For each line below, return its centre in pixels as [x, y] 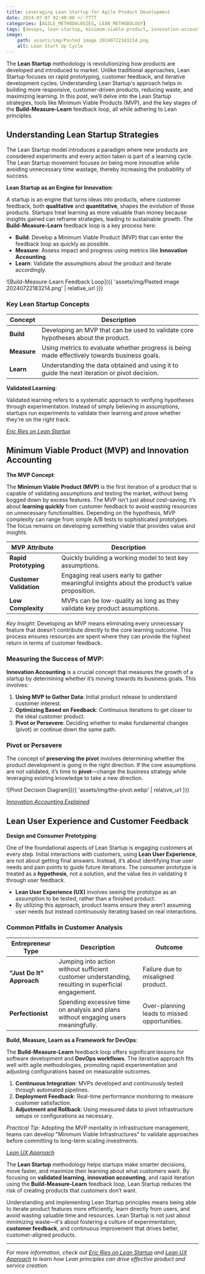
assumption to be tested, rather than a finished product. [85, 899]
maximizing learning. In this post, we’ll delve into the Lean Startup [89, 96]
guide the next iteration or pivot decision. [100, 373]
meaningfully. [78, 1025]
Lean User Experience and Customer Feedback [98, 821]
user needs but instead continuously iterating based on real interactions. [106, 912]
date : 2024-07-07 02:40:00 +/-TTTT [52, 18]
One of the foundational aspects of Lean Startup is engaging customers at [99, 848]
